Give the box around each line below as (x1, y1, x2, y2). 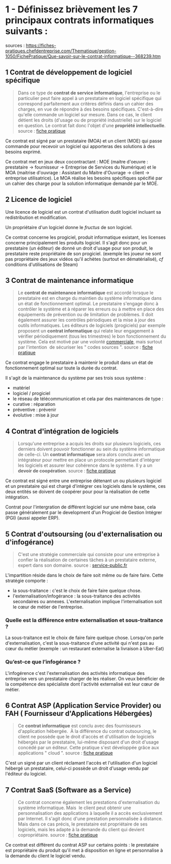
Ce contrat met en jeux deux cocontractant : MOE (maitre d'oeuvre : (5, 158, 149, 164)
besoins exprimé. (5, 149, 42, 155)
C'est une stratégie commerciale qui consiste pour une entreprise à (17, 551, 160, 557)
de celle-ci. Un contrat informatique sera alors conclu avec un (17, 451, 151, 458)
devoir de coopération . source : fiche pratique (17, 468, 116, 474)
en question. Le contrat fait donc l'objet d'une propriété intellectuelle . (17, 122, 166, 129)
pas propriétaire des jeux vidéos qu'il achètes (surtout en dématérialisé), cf (5, 256, 163, 262)
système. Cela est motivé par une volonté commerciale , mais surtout (17, 339, 162, 345)
